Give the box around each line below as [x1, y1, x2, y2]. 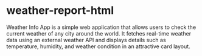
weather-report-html [6, 4, 114, 17]
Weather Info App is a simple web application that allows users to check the [6, 23, 197, 31]
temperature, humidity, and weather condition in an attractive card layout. [6, 43, 190, 50]
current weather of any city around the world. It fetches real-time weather [6, 30, 192, 37]
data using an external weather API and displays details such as [6, 36, 166, 43]
